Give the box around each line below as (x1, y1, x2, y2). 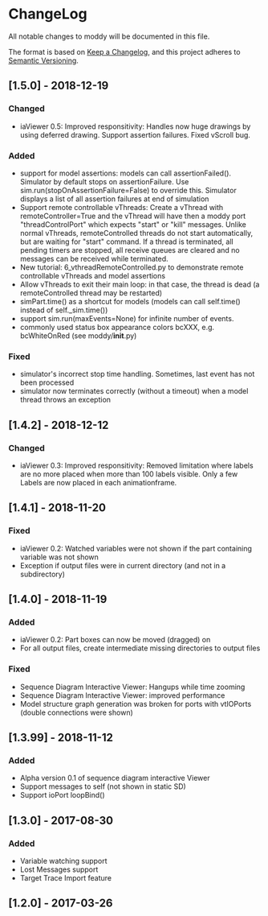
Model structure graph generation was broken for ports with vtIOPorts (19, 699, 252, 708)
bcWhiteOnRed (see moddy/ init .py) (19, 331, 137, 340)
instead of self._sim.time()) (19, 305, 108, 315)
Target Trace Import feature (19, 873, 112, 882)
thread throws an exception (19, 395, 111, 405)
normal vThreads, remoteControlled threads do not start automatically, (19, 228, 254, 237)
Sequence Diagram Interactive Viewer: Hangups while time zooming (19, 682, 246, 691)
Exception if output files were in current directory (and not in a (19, 560, 226, 570)
